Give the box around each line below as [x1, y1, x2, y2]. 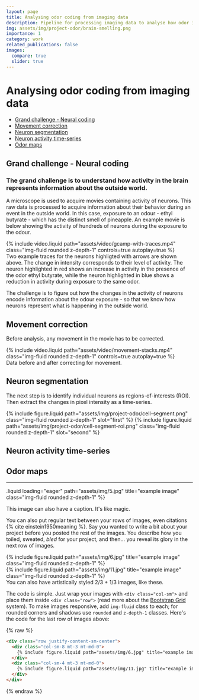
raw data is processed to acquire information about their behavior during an [6, 203, 191, 211]
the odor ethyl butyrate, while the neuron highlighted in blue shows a [6, 272, 174, 279]
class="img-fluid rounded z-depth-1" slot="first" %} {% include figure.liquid [6, 416, 192, 423]
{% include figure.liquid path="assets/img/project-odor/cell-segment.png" [6, 410, 188, 417]
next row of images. [6, 542, 55, 549]
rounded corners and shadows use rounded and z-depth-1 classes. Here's [6, 609, 187, 616]
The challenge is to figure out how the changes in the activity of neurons [6, 289, 184, 297]
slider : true [11, 58, 44, 64]
